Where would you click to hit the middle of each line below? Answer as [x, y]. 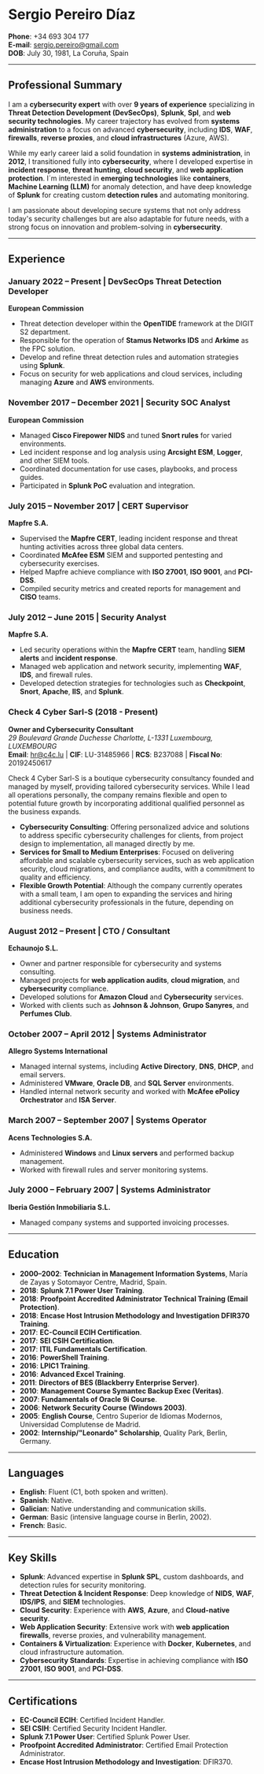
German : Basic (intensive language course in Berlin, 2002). [115, 1517]
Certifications [43, 1701]
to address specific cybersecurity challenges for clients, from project [131, 835]
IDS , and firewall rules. [56, 675]
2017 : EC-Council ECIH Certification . [81, 1332]
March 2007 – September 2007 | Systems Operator [107, 1121]
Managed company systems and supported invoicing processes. [124, 1222]
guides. [32, 477]
